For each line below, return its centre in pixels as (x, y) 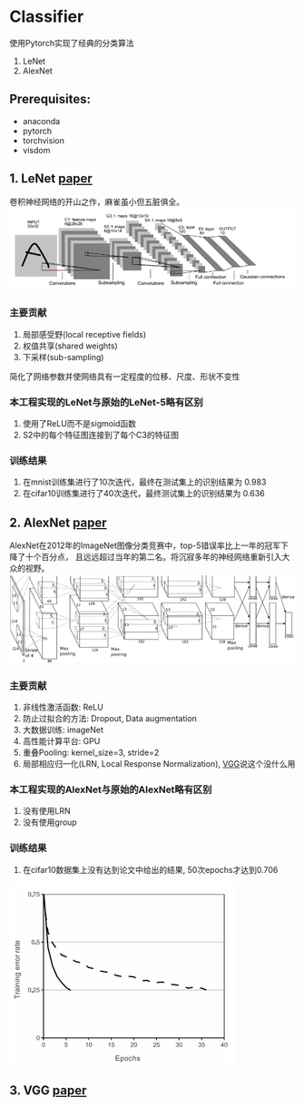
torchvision (44, 140)
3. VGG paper (48, 1090)
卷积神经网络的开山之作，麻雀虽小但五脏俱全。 (97, 201)
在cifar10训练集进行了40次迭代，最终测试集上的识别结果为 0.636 (143, 494)
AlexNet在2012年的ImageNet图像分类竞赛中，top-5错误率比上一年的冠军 (145, 545)
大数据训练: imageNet (63, 730)
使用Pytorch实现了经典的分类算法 (72, 43)
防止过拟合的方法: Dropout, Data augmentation (110, 718)
